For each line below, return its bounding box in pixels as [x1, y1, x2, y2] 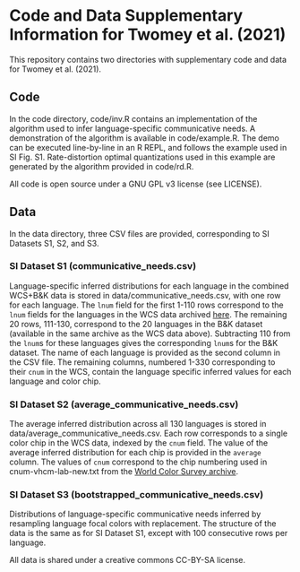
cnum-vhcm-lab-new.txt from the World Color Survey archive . [9, 466, 239, 477]
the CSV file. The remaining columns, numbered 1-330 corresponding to [9, 356, 276, 368]
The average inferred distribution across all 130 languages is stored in [9, 419, 267, 429]
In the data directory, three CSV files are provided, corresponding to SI [9, 228, 270, 238]
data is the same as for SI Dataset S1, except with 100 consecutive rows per [9, 528, 288, 539]
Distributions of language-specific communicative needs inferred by [9, 508, 261, 520]
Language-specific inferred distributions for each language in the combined [9, 280, 289, 291]
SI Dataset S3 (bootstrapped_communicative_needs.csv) [9, 489, 264, 501]
